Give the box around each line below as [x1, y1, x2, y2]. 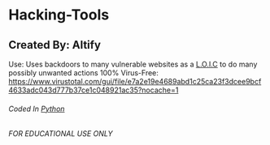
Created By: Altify [8, 38, 102, 52]
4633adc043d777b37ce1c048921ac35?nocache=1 [8, 85, 179, 95]
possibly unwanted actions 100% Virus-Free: [8, 68, 159, 78]
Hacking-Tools [8, 6, 110, 24]
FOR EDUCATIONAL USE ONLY [8, 129, 113, 139]
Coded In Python [8, 104, 65, 113]
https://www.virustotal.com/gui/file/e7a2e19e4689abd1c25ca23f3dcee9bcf [8, 77, 262, 86]
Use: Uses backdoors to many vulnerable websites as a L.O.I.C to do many [8, 59, 258, 69]
